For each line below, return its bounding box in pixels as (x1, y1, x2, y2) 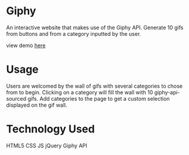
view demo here (6, 42, 46, 49)
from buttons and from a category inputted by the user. (6, 30, 141, 37)
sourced (6, 95, 27, 102)
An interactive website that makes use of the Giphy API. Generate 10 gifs (6, 24, 184, 31)
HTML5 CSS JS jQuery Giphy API (6, 142, 87, 149)
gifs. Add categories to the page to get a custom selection (27, 95, 170, 102)
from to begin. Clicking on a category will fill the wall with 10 (6, 88, 153, 96)
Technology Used (6, 122, 95, 136)
